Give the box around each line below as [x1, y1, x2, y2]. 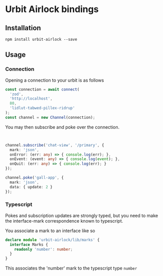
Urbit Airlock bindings [5, 4, 99, 15]
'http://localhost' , [10, 96, 53, 101]
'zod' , [10, 92, 24, 97]
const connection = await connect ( [5, 87, 80, 92]
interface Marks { [10, 242, 49, 247]
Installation [5, 24, 41, 32]
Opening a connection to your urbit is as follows [5, 77, 104, 83]
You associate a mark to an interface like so [5, 228, 95, 234]
